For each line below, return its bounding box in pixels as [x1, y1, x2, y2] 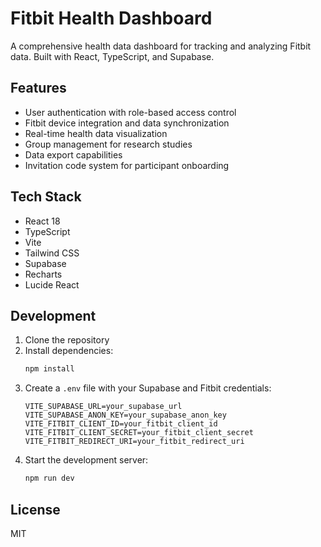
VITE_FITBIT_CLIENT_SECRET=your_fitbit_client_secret [24, 428, 254, 438]
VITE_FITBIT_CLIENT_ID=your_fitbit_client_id [24, 419, 218, 429]
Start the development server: [24, 454, 149, 466]
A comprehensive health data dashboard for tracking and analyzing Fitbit [10, 40, 312, 52]
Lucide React [24, 278, 80, 291]
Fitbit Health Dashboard [10, 7, 213, 30]
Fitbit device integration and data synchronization [24, 117, 230, 129]
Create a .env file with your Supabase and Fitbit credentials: [24, 382, 272, 394]
